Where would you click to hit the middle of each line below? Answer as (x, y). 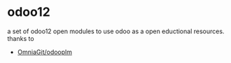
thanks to (21, 38)
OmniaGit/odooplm (44, 52)
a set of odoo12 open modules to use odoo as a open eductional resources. (116, 31)
